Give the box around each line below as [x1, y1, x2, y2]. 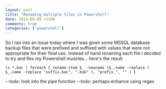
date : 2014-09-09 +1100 [5, 16, 55, 21]
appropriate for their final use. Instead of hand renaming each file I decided [5, 50, 161, 56]
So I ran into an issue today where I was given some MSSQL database [5, 39, 150, 45]
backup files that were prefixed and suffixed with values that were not [5, 45, 150, 51]
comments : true [5, 21, 37, 26]
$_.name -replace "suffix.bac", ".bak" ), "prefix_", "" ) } [5, 69, 136, 75]
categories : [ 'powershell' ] [5, 26, 64, 31]
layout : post [5, 7, 33, 12]
